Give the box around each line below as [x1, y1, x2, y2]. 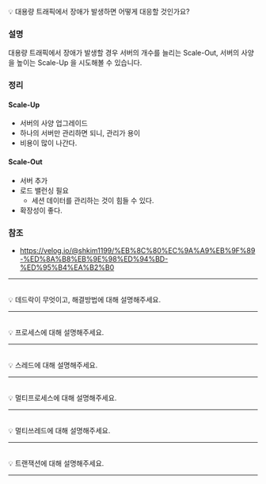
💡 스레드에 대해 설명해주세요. [8, 360, 98, 370]
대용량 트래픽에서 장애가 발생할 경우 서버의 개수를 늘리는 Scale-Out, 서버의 [8, 48, 240, 58]
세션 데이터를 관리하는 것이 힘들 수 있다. [31, 195, 154, 205]
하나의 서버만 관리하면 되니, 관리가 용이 [19, 129, 141, 138]
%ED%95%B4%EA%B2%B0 [19, 263, 115, 272]
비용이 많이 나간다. [19, 138, 78, 148]
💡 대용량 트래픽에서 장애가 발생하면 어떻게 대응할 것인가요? [8, 7, 190, 16]
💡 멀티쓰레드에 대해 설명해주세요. [8, 425, 111, 435]
